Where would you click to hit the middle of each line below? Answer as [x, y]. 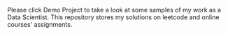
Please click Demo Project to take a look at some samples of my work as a [114, 10]
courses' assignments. [40, 24]
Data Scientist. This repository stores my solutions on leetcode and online [113, 17]
